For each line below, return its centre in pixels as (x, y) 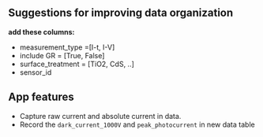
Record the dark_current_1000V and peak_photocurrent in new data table (137, 124)
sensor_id (36, 72)
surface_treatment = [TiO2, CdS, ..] (77, 64)
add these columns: (41, 31)
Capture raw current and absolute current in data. (100, 116)
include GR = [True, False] (62, 55)
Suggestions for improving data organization (121, 13)
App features (41, 97)
